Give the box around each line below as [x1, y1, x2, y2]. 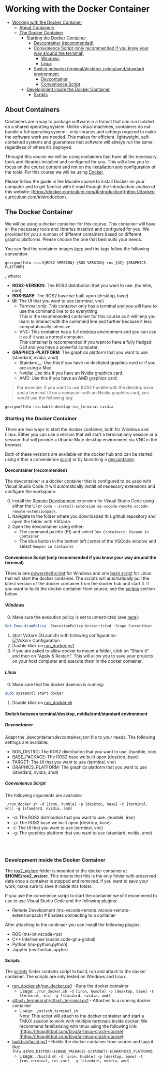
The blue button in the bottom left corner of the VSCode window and [19, 538, 156, 544]
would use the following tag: [16, 395, 74, 400]
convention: [5, 251, 29, 256]
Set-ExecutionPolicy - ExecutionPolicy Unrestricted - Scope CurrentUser [5, 624, 152, 629]
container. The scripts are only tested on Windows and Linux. [5, 973, 127, 979]
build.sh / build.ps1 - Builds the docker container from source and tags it [12, 1038, 154, 1044]
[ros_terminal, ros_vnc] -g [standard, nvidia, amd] [19, 1058, 130, 1063]
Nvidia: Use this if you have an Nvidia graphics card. [19, 370, 124, 376]
